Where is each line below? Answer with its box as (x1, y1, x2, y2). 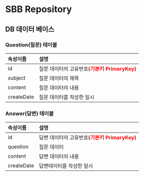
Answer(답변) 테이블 (5, 110, 54, 117)
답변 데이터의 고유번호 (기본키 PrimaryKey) (38, 134, 136, 141)
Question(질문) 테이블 (5, 41, 57, 48)
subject (8, 74, 26, 81)
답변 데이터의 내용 (38, 153, 79, 160)
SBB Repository (5, 4, 72, 15)
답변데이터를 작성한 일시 (38, 162, 93, 169)
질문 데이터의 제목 (38, 75, 79, 82)
